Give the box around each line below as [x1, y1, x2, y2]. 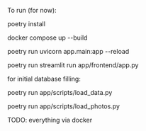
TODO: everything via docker [7, 116, 93, 124]
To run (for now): [7, 6, 57, 14]
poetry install [7, 20, 46, 28]
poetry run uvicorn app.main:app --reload [7, 47, 130, 55]
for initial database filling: [7, 74, 82, 83]
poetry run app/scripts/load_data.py [7, 89, 113, 96]
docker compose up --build [7, 33, 88, 42]
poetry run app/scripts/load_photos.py [7, 102, 120, 110]
